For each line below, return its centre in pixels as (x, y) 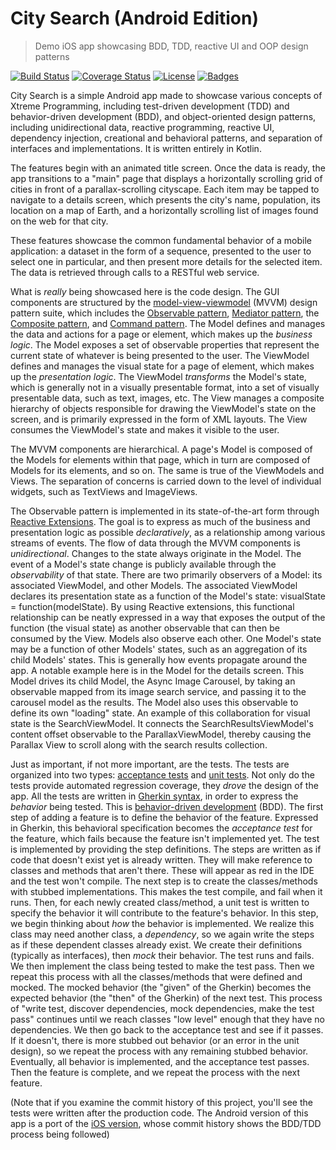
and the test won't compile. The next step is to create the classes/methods (164, 881)
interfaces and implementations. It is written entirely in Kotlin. (136, 148)
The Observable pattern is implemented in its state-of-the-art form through (165, 511)
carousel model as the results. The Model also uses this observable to (154, 702)
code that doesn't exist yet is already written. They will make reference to (161, 859)
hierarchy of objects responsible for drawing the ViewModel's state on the (163, 408)
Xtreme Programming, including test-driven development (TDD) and (150, 106)
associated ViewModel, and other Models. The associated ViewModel (154, 585)
